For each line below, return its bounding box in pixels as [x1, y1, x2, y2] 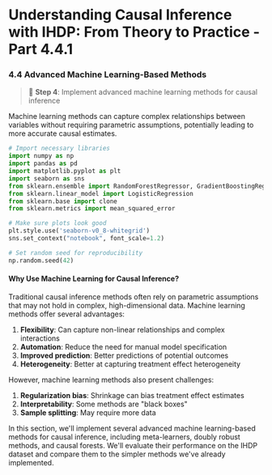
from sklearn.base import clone [8, 197, 117, 206]
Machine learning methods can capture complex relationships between [8, 112, 245, 121]
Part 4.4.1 [8, 40, 74, 58]
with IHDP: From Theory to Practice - [8, 23, 261, 41]
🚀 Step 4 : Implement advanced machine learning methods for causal [28, 87, 257, 97]
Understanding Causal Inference [8, 6, 232, 24]
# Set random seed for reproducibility [8, 248, 143, 257]
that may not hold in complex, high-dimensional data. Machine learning [8, 300, 245, 310]
